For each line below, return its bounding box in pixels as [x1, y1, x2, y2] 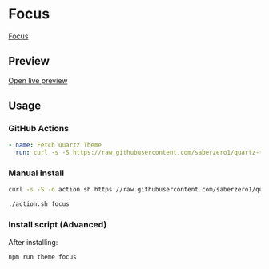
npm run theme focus [8, 253, 78, 261]
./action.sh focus [8, 200, 70, 208]
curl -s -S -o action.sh [8, 186, 91, 194]
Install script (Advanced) [8, 219, 107, 231]
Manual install [8, 167, 65, 179]
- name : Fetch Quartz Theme [8, 141, 102, 149]
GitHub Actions [8, 123, 70, 134]
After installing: [8, 237, 58, 247]
